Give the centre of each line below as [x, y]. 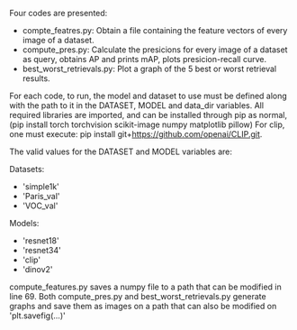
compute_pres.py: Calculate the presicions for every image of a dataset [155, 50]
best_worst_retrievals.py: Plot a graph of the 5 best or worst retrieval [149, 69]
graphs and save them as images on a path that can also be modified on [143, 306]
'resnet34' [41, 250]
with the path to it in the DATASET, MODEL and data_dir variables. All [136, 105]
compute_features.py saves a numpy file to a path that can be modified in [145, 287]
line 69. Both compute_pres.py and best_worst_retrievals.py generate [138, 296]
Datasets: [27, 169]
